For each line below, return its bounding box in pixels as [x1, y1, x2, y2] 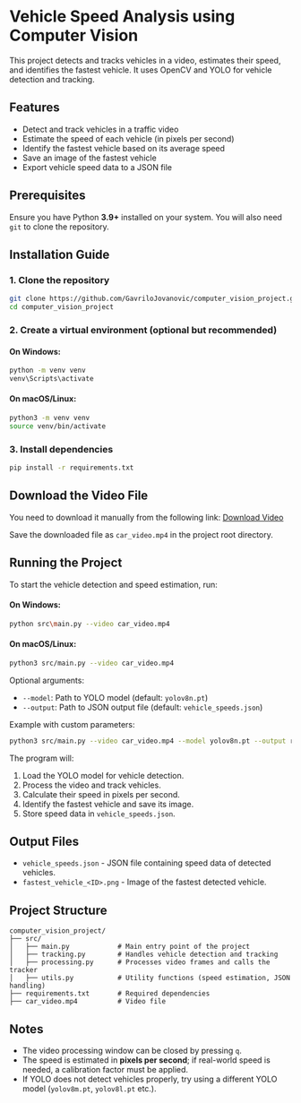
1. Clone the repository [9, 273, 110, 286]
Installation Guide [9, 246, 110, 262]
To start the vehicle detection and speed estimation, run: [9, 579, 218, 590]
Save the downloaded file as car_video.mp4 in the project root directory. [9, 529, 273, 539]
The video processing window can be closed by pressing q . [21, 1046, 242, 1056]
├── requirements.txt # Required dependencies [9, 989, 211, 998]
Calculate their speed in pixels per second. [21, 788, 181, 799]
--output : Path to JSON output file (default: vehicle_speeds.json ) [21, 702, 263, 712]
